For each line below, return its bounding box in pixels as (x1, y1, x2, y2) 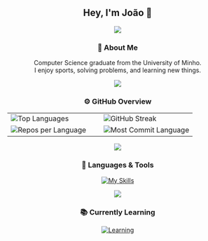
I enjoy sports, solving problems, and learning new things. (34, 66, 202, 74)
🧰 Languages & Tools (81, 160, 154, 170)
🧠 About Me (97, 43, 139, 53)
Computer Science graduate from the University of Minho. (34, 59, 202, 67)
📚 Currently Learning (80, 207, 155, 217)
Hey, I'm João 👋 (83, 7, 153, 19)
